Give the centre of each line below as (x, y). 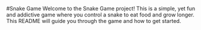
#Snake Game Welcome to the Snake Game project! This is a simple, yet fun (101, 9)
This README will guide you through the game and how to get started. (94, 21)
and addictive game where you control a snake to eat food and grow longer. (101, 15)
